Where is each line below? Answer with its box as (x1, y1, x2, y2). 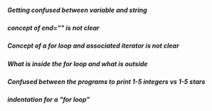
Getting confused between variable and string (7, 6, 147, 14)
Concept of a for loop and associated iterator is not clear (7, 41, 179, 50)
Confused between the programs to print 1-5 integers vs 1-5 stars (7, 78, 206, 86)
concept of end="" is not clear (7, 23, 100, 32)
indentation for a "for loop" (7, 95, 90, 104)
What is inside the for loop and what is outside (7, 59, 148, 68)
